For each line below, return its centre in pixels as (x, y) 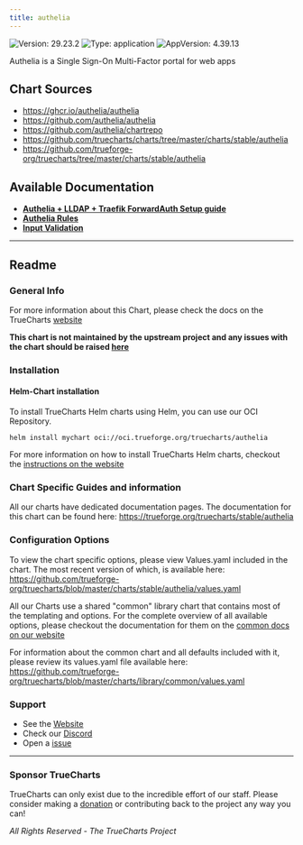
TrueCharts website (46, 319)
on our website (37, 634)
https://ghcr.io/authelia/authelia (81, 111)
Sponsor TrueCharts (55, 775)
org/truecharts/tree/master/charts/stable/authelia (114, 159)
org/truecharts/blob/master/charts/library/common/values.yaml (127, 681)
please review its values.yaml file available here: (99, 661)
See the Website (53, 723)
